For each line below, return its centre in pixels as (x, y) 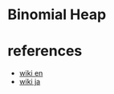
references (45, 51)
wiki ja (30, 82)
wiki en (31, 73)
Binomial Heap (57, 15)
